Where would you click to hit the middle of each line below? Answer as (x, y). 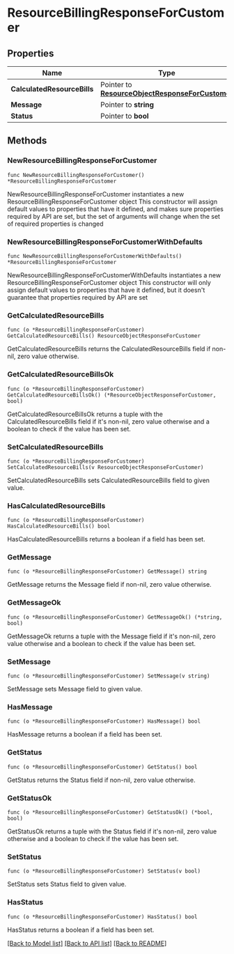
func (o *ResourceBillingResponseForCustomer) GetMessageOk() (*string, (115, 617)
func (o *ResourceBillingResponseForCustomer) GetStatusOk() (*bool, (110, 812)
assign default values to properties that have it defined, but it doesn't (106, 290)
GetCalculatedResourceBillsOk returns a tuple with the (85, 414)
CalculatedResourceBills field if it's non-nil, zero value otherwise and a (109, 421)
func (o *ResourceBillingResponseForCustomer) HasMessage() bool (104, 722)
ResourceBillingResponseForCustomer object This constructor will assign (112, 201)
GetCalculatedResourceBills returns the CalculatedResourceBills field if (109, 349)
